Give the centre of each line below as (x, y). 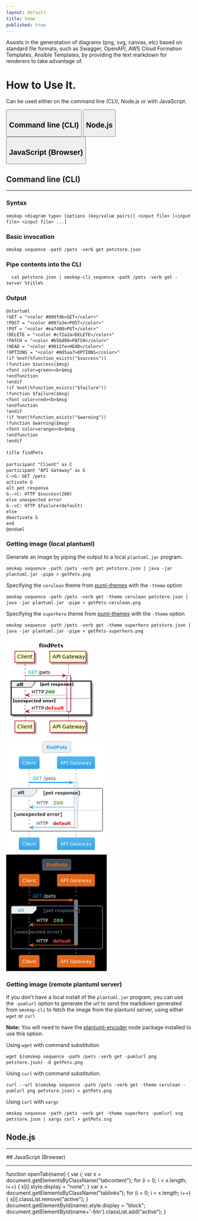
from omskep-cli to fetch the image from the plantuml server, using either (95, 1010)
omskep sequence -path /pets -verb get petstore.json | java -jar (89, 568)
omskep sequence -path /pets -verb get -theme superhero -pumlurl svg (95, 1114)
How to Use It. (41, 85)
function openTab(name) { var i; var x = (54, 1174)
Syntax (16, 203)
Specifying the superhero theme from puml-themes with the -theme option (95, 613)
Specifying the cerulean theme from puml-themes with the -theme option (94, 585)
